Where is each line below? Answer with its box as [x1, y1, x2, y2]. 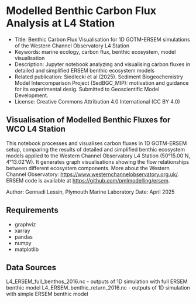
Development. [14, 92, 49, 99]
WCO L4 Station [6, 124, 66, 134]
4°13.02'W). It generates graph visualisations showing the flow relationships [6, 158, 189, 165]
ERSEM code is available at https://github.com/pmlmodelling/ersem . [6, 177, 170, 184]
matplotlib [14, 246, 39, 253]
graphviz [14, 221, 36, 228]
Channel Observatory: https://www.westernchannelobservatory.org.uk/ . [6, 171, 180, 178]
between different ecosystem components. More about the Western [6, 164, 170, 171]
